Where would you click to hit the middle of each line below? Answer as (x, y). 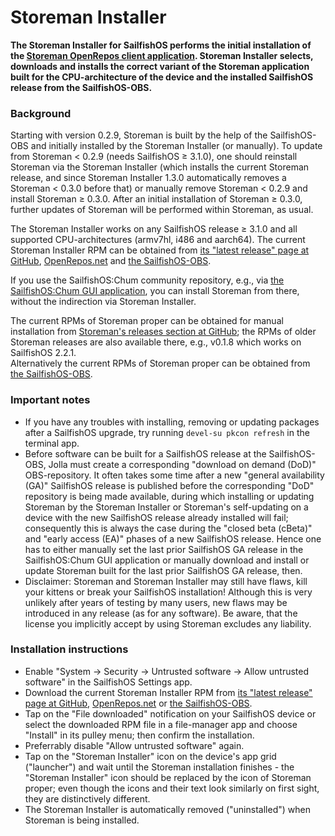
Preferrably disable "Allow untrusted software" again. (134, 745)
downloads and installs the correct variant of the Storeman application (160, 66)
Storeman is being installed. (82, 820)
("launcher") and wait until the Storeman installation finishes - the (159, 767)
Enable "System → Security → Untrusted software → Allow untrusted (167, 671)
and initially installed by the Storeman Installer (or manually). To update (176, 146)
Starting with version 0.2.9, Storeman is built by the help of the (139, 135)
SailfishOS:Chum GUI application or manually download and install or (167, 560)
